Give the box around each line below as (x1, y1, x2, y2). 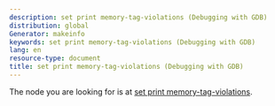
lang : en (9, 46, 42, 55)
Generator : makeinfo (9, 29, 86, 38)
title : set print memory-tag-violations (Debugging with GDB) (9, 63, 244, 72)
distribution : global (9, 21, 90, 30)
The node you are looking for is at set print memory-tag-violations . (9, 86, 253, 97)
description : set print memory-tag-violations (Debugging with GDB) (9, 12, 268, 22)
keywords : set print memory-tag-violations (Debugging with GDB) (9, 37, 255, 47)
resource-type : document (9, 54, 101, 63)
